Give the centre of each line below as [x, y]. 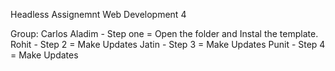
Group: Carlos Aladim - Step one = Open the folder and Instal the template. [164, 33]
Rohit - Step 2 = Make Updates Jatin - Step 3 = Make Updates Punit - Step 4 [168, 44]
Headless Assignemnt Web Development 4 [98, 14]
